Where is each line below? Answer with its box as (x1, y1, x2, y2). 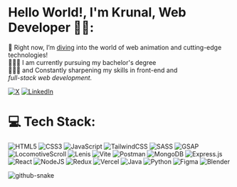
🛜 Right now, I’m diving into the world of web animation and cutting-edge (8, 43, 222, 51)
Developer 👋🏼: (8, 19, 95, 36)
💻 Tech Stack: (8, 113, 96, 130)
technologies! (8, 51, 48, 59)
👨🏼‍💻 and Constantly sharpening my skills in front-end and (8, 66, 178, 74)
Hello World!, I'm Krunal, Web (8, 4, 186, 21)
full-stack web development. (8, 73, 93, 82)
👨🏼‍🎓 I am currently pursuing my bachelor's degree (8, 58, 157, 66)
